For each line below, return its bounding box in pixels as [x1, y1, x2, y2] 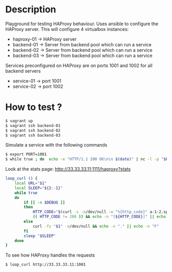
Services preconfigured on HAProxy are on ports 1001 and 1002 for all [5, 62, 153, 68]
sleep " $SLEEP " [24, 233, 56, 239]
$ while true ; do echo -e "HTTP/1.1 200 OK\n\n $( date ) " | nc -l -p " [5, 157, 164, 162]
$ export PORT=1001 [5, 152, 47, 157]
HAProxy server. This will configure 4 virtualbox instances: [5, 26, 129, 32]
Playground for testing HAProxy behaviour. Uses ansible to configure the [5, 21, 159, 27]
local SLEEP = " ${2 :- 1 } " [14, 185, 63, 191]
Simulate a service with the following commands [5, 142, 107, 148]
